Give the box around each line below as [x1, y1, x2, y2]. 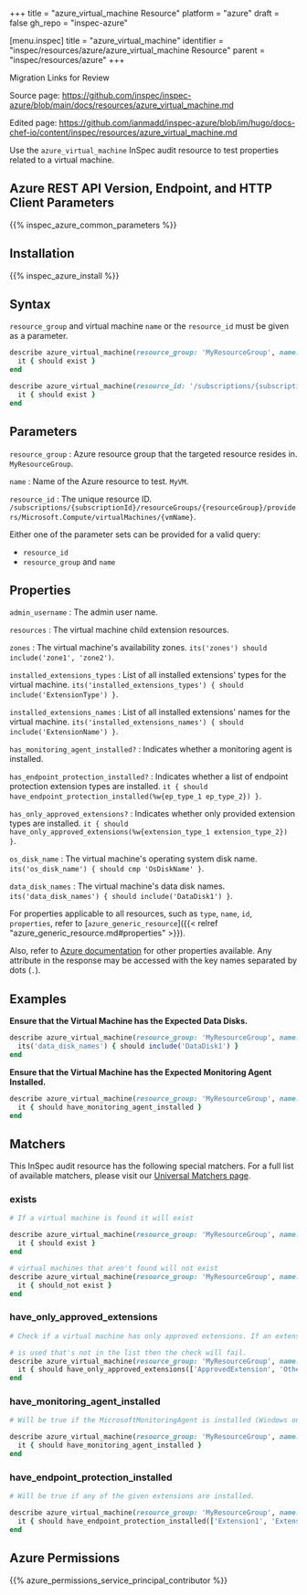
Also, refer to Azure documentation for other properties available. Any [9, 945, 272, 956]
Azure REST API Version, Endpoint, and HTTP [9, 181, 272, 196]
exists [9, 1193, 37, 1206]
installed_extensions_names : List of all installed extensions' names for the [9, 707, 291, 718]
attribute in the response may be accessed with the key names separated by [9, 955, 298, 967]
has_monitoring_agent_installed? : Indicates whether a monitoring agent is [9, 744, 292, 755]
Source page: [9, 90, 61, 100]
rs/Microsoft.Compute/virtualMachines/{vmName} [9, 512, 195, 522]
